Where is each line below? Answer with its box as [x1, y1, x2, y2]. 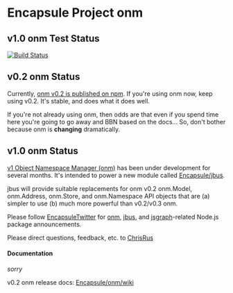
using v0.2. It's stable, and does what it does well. [7, 97, 150, 105]
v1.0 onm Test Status [7, 33, 100, 44]
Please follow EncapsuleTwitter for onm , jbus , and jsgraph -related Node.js [7, 212, 219, 221]
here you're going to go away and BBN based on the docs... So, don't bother [7, 117, 226, 126]
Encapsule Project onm [7, 5, 144, 21]
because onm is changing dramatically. [7, 125, 120, 133]
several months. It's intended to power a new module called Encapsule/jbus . [7, 171, 225, 179]
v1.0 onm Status [7, 145, 78, 157]
